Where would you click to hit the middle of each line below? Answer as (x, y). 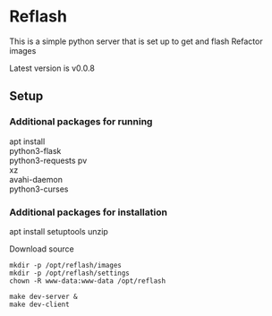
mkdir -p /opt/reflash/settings (69, 273)
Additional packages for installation (89, 212)
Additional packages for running (81, 122)
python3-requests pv (48, 160)
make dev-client (39, 304)
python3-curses (39, 189)
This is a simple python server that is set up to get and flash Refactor (136, 41)
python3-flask (35, 150)
